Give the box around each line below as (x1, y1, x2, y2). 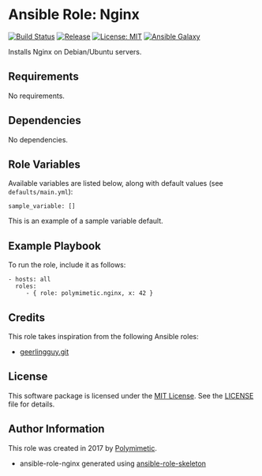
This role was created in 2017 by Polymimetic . (8, 443, 158, 452)
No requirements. (8, 91, 65, 100)
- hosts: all (8, 275, 51, 284)
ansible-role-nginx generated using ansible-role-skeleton (19, 459, 207, 468)
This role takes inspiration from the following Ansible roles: (8, 332, 199, 341)
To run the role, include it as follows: (8, 260, 126, 270)
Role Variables (8, 157, 80, 171)
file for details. (8, 399, 55, 409)
